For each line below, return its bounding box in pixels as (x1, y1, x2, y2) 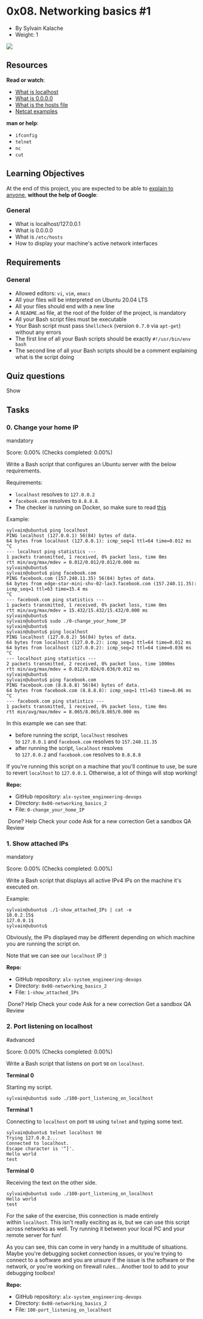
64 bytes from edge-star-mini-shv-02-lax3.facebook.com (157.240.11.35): (6, 581, 198, 587)
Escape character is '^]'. (6, 1146, 75, 1152)
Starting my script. (6, 1083, 53, 1091)
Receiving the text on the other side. (6, 1179, 97, 1186)
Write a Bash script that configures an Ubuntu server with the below (6, 461, 176, 468)
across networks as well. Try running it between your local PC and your (6, 1225, 185, 1232)
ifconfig (15, 132, 38, 139)
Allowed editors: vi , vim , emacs (15, 289, 91, 297)
